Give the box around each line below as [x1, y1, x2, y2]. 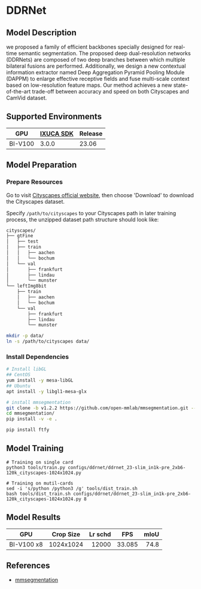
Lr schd [89, 530, 111, 538]
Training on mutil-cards [11, 480, 74, 486]
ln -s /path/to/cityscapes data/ [6, 339, 90, 345]
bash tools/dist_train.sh [6, 491, 71, 497]
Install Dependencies [6, 352, 69, 361]
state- [173, 81, 188, 89]
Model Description [6, 28, 77, 38]
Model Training [6, 443, 64, 454]
